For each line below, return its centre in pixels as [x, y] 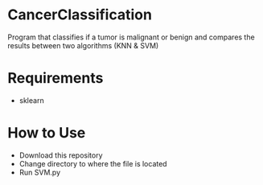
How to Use [47, 133]
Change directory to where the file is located [93, 163]
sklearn [32, 100]
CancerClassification [80, 15]
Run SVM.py [40, 172]
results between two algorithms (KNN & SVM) [83, 45]
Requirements [55, 78]
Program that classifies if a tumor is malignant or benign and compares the [131, 37]
